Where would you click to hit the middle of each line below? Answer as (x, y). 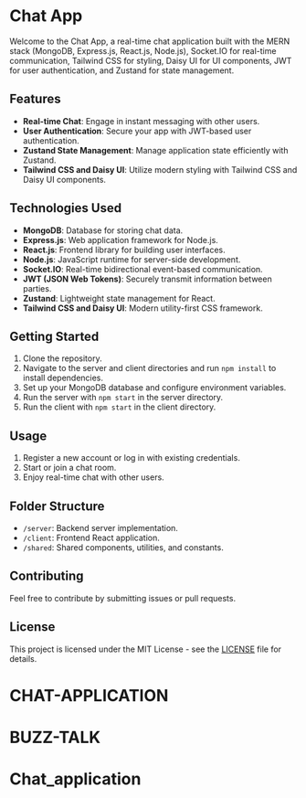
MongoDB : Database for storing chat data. (103, 230)
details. (23, 658)
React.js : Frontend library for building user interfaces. (124, 250)
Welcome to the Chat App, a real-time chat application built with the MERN (150, 41)
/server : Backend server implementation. (100, 528)
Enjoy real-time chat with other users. (93, 477)
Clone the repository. (62, 358)
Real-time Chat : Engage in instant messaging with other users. (141, 121)
